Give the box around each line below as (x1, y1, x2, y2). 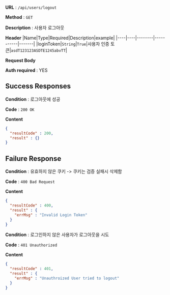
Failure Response (5, 154, 62, 163)
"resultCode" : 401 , (10, 267, 53, 272)
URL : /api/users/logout (5, 5, 57, 10)
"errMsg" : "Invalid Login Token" (14, 212, 88, 218)
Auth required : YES (5, 67, 48, 73)
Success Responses (5, 82, 71, 91)
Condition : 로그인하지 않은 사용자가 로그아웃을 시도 (5, 231, 109, 238)
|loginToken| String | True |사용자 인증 (36, 41, 109, 47)
